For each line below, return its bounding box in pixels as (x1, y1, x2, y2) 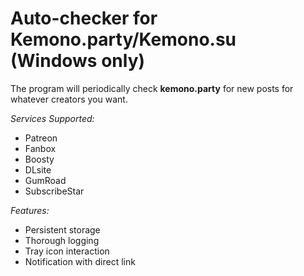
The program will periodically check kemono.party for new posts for (10, 82, 294, 94)
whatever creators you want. (10, 93, 128, 105)
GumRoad (24, 174, 67, 186)
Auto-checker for (10, 7, 158, 30)
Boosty (24, 153, 55, 165)
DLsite (24, 163, 52, 176)
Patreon (24, 132, 58, 144)
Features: (10, 204, 50, 216)
